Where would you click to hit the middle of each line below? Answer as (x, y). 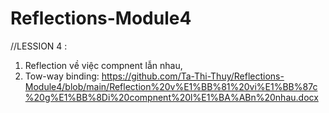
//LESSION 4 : (39, 46)
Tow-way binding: (62, 76)
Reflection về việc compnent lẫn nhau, (103, 65)
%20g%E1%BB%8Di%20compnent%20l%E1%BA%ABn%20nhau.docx (171, 97)
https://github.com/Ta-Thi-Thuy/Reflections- (193, 76)
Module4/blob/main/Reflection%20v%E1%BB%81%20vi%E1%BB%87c (171, 86)
